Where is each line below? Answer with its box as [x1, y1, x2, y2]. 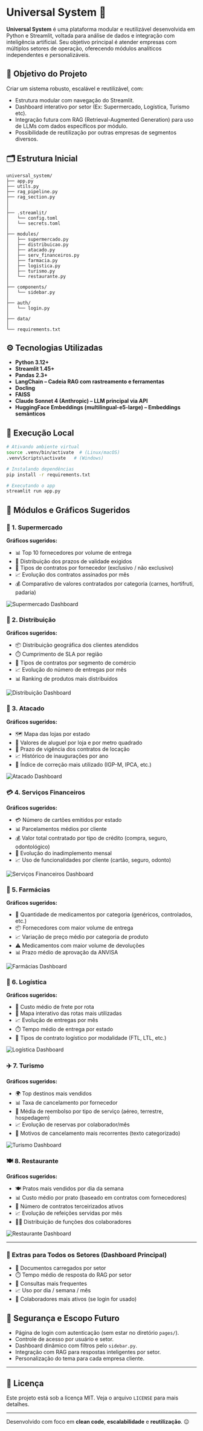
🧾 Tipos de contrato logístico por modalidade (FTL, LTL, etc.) [14, 1034, 167, 1042]
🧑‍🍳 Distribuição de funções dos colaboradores [14, 1218, 132, 1226]
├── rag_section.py [6, 194, 56, 200]
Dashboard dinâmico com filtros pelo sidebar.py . [14, 1342, 138, 1349]
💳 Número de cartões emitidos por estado [14, 816, 122, 823]
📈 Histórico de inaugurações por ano [14, 752, 109, 759]
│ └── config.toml [6, 215, 59, 221]
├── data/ [6, 316, 31, 322]
